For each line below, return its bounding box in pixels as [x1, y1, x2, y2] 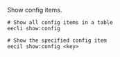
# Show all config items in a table [7, 19, 113, 26]
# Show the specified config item [7, 37, 108, 44]
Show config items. [7, 6, 62, 14]
